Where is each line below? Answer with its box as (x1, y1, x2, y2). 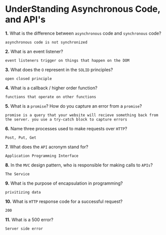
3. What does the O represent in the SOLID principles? (5, 67, 113, 73)
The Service (5, 171, 30, 176)
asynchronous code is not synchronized (5, 39, 88, 45)
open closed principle (5, 76, 52, 81)
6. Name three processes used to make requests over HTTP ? (5, 125, 127, 131)
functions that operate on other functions (5, 94, 97, 99)
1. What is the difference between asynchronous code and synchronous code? (5, 30, 162, 36)
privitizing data (5, 190, 41, 195)
